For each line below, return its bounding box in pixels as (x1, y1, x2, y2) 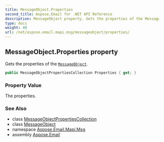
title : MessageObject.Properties (5, 7, 73, 12)
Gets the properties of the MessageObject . (5, 61, 88, 66)
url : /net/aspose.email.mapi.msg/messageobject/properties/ (5, 30, 130, 35)
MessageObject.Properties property (5, 48, 118, 56)
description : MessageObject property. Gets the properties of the (5, 16, 143, 21)
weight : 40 (5, 25, 27, 30)
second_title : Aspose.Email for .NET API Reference (5, 12, 112, 17)
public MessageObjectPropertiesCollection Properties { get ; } (5, 70, 137, 75)
